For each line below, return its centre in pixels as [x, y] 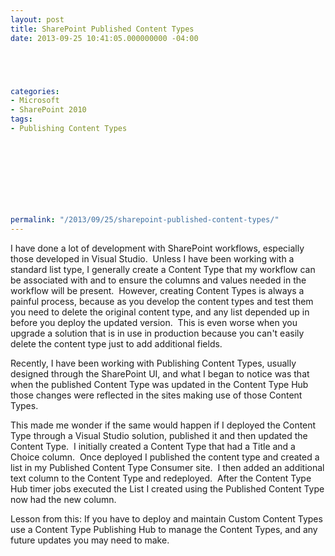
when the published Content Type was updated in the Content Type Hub [159, 384]
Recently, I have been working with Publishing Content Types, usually [153, 363]
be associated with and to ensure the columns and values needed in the [158, 280]
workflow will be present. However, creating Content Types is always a [157, 290]
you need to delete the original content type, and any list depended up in [160, 312]
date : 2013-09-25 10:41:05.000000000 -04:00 [104, 38]
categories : [35, 91]
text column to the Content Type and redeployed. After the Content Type [161, 478]
